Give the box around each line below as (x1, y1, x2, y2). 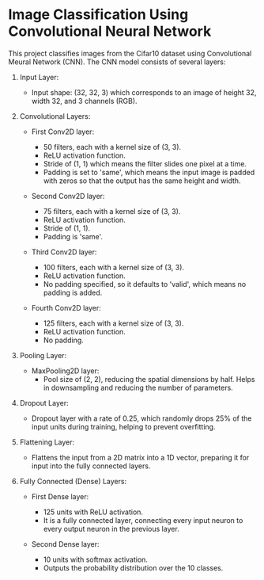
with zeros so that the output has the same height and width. (43, 176, 241, 185)
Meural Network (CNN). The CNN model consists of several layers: (8, 57, 226, 67)
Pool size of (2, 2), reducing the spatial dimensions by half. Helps (43, 374, 255, 383)
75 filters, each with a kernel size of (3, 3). (43, 206, 181, 216)
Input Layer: (19, 72, 59, 82)
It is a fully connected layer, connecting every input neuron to (43, 515, 243, 525)
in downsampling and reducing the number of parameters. (43, 383, 233, 392)
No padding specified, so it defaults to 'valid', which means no (43, 279, 247, 288)
